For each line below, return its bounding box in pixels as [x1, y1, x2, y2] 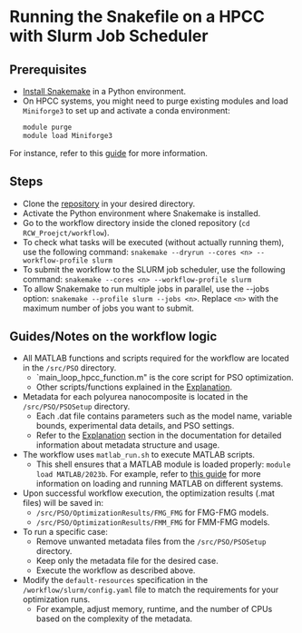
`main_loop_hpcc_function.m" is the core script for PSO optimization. [35, 372, 294, 383]
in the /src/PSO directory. [22, 362, 117, 373]
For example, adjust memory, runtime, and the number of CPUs [35, 604, 273, 615]
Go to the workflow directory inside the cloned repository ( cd [22, 217, 250, 228]
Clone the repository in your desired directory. [22, 198, 196, 209]
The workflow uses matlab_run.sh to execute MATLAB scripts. [22, 450, 256, 460]
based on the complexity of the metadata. [35, 613, 193, 624]
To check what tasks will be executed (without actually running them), [22, 236, 285, 247]
